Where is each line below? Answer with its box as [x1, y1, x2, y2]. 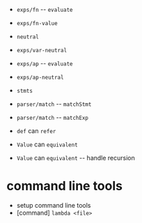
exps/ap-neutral [16, 74, 64, 81]
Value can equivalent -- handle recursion [16, 154, 135, 162]
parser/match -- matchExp [16, 114, 88, 121]
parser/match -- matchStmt [16, 100, 92, 108]
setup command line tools [16, 201, 91, 209]
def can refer [16, 127, 56, 134]
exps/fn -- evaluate [16, 6, 73, 13]
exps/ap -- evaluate [16, 59, 73, 68]
